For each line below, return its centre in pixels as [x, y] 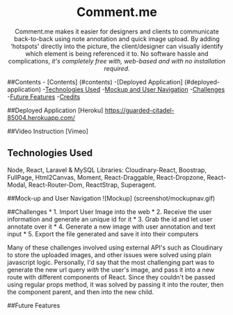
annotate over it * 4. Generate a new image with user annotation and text [111, 226]
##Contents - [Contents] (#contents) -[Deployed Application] [95, 82]
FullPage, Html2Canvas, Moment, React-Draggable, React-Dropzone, [106, 177]
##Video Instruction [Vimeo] [48, 131]
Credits [70, 97]
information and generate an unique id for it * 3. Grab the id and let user [110, 219]
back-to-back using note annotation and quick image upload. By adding [117, 38]
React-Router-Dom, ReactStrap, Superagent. [92, 185]
